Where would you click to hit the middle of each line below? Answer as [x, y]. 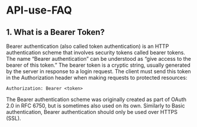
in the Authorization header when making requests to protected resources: [97, 78]
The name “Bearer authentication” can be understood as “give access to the [99, 59]
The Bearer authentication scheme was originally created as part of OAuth [96, 99]
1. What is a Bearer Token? [55, 32]
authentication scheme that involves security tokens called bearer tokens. [96, 53]
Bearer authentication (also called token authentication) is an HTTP [88, 46]
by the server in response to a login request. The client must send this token [98, 71]
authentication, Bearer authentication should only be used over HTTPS [92, 112]
